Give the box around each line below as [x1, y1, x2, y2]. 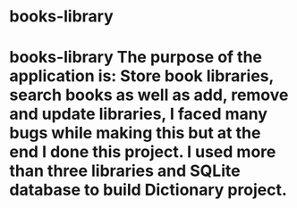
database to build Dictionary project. [9, 180, 288, 200]
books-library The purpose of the [9, 47, 262, 68]
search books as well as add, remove [9, 85, 289, 105]
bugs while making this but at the [9, 123, 261, 144]
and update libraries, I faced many [9, 104, 268, 124]
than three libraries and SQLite [9, 161, 241, 181]
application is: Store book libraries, [9, 66, 275, 87]
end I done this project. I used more [9, 142, 276, 162]
